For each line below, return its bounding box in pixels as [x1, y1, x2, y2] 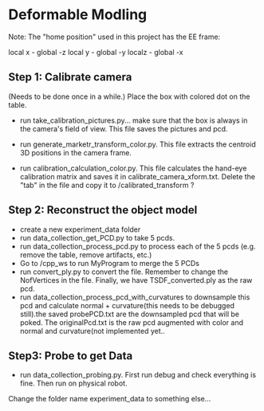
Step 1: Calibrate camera [8, 70, 132, 84]
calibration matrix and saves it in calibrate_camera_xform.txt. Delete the [19, 171, 255, 181]
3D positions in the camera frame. [19, 147, 132, 157]
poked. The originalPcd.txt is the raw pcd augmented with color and [19, 317, 243, 327]
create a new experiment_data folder [19, 225, 141, 234]
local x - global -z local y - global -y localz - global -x [8, 47, 183, 57]
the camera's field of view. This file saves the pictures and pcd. [19, 123, 228, 133]
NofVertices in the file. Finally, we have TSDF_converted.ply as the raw [19, 275, 253, 284]
